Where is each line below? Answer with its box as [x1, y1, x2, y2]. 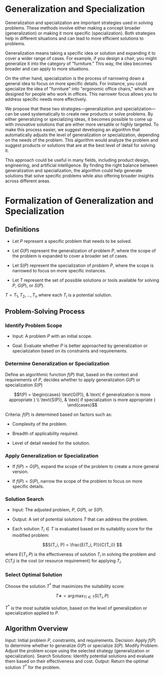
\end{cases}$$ [67, 402, 98, 408]
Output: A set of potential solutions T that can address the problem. [12, 516, 148, 522]
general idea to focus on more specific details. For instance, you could [5, 80, 147, 87]
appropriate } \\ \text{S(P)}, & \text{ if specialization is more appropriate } [9, 397, 156, 403]
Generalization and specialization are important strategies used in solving [5, 20, 153, 26]
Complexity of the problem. [12, 421, 68, 427]
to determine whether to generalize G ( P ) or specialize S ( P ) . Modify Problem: [5, 643, 159, 648]
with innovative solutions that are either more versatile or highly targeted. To [5, 121, 159, 127]
